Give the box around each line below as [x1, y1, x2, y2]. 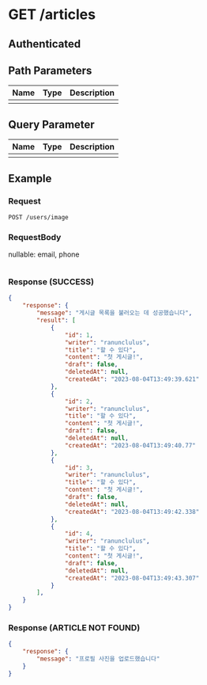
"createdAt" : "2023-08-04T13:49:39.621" [64, 375, 200, 383]
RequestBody [8, 231, 62, 242]
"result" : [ [36, 317, 77, 325]
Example [8, 172, 52, 185]
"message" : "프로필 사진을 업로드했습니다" [36, 655, 160, 663]
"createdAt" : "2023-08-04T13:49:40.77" [64, 441, 196, 449]
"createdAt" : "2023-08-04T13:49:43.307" [64, 574, 200, 582]
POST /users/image [8, 213, 69, 221]
